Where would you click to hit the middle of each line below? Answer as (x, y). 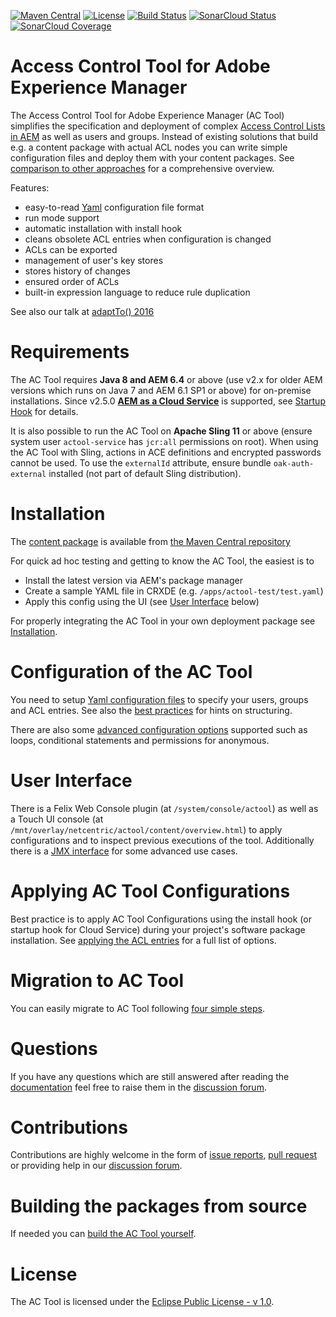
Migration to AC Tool (97, 980)
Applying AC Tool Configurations (150, 891)
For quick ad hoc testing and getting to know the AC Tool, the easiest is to (162, 561)
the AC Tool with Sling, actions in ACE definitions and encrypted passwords (166, 452)
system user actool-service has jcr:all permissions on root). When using (164, 441)
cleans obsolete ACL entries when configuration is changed (148, 239)
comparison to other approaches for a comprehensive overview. (142, 168)
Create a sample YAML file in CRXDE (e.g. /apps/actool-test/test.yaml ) (174, 591)
